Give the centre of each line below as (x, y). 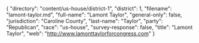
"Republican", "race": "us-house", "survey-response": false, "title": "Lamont (99, 27)
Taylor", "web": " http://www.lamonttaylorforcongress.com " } (81, 34)
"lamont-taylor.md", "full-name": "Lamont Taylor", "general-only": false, (94, 15)
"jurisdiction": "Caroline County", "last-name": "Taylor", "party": (85, 21)
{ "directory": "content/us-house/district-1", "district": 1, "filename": (89, 9)
